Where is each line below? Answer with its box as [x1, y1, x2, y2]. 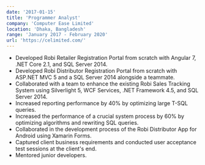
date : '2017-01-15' [6, 9, 56, 15]
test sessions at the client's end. [15, 145, 97, 152]
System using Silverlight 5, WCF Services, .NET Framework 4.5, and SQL [15, 87, 199, 94]
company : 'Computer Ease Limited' [6, 20, 95, 26]
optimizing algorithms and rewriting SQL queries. [15, 119, 139, 126]
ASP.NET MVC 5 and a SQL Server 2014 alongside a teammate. [15, 74, 176, 81]
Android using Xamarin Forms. [15, 132, 92, 139]
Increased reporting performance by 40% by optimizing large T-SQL [15, 100, 188, 107]
